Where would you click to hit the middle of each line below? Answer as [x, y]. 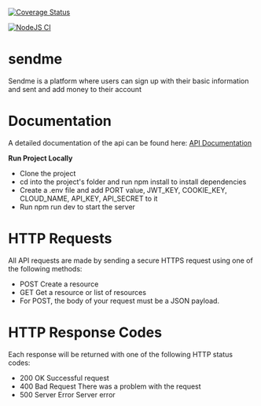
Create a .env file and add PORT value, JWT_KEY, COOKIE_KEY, [123, 190]
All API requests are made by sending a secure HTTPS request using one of [130, 260]
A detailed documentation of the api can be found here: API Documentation [130, 142]
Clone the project [48, 173]
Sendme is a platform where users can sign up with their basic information [129, 81]
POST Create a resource [59, 284]
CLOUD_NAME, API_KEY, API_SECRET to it [88, 198]
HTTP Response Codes [85, 332]
